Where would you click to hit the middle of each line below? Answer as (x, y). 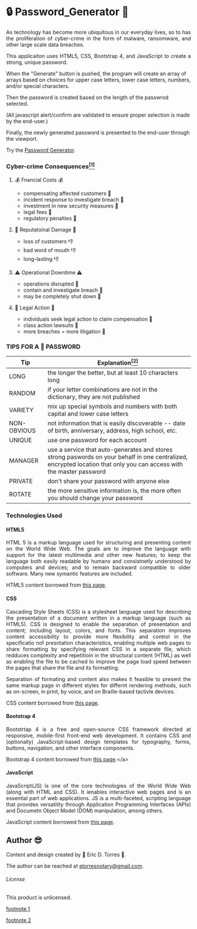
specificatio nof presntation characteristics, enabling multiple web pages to (98, 642)
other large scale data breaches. (45, 45)
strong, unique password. (37, 62)
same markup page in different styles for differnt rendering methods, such (98, 685)
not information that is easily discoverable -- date (117, 423)
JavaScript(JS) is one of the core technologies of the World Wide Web (98, 786)
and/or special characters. (38, 86)
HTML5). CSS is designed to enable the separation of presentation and (98, 624)
